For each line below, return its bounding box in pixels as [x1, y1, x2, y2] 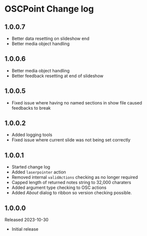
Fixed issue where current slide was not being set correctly [11, 137, 131, 143]
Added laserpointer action [11, 169, 66, 175]
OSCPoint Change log [4, 3, 94, 15]
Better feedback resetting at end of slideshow [11, 73, 104, 79]
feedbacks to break [11, 105, 51, 111]
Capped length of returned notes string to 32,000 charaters [11, 180, 131, 185]
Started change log [11, 164, 51, 170]
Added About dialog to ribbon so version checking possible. [11, 190, 132, 196]
